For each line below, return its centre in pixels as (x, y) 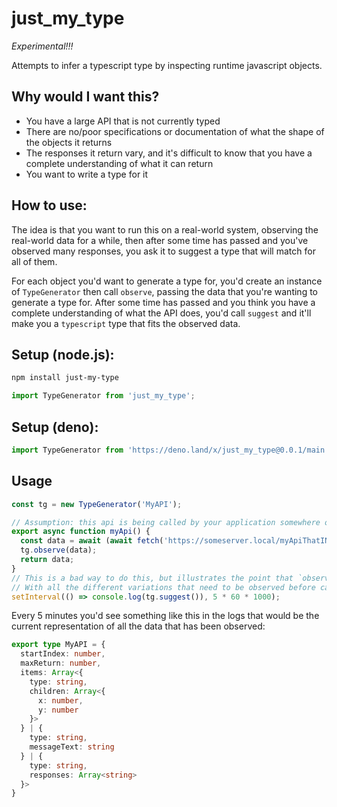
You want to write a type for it (87, 174)
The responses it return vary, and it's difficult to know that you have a (169, 153)
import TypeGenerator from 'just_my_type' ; (103, 396)
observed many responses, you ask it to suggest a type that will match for (163, 251)
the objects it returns (69, 142)
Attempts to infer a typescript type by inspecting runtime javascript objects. (167, 65)
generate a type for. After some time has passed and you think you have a (163, 302)
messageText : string (72, 747)
